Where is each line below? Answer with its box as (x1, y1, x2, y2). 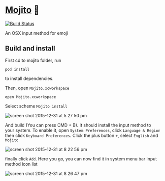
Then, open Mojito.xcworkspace (5, 85, 69, 91)
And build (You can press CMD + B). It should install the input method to (5, 122, 151, 128)
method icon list (5, 161, 38, 167)
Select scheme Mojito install (5, 103, 67, 109)
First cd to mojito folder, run (5, 57, 62, 63)
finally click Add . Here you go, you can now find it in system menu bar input (5, 155, 157, 161)
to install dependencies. (5, 76, 54, 81)
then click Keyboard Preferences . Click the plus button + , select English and (5, 132, 158, 138)
